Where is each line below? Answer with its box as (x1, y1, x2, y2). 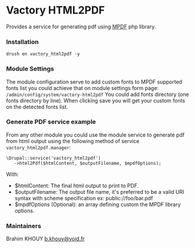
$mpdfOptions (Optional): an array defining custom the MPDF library (14, 201, 181, 208)
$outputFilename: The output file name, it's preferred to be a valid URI (14, 188, 184, 195)
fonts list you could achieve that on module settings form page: (6, 84, 159, 91)
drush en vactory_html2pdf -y (6, 51, 80, 57)
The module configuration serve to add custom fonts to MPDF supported (6, 78, 183, 85)
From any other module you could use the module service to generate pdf (6, 131, 185, 138)
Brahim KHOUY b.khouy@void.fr (6, 235, 85, 242)
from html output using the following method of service (6, 137, 140, 144)
